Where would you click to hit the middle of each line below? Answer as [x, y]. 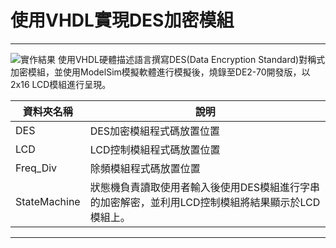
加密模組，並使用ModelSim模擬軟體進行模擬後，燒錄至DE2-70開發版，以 [160, 72]
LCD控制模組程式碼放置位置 [155, 149]
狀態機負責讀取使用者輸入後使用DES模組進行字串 [205, 187]
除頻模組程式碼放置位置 [145, 168]
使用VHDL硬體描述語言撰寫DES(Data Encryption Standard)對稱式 [191, 59]
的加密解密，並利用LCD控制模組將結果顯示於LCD [205, 202]
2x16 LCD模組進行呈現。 [61, 84]
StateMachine [48, 201]
